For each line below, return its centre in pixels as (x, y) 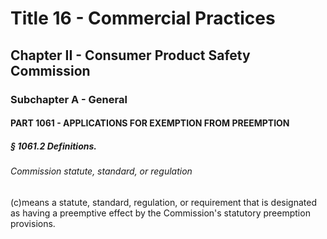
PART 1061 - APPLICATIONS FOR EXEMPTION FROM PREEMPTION (150, 123)
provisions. (33, 223)
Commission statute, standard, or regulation (101, 171)
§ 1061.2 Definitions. (53, 146)
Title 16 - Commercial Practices (143, 18)
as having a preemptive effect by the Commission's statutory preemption (160, 213)
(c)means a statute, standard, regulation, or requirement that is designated (163, 202)
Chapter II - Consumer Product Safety (130, 55)
